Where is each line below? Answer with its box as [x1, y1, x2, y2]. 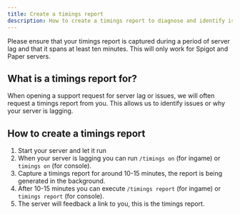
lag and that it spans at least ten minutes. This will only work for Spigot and [7, 44, 229, 53]
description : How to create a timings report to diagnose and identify [7, 17, 225, 24]
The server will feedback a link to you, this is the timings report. [17, 199, 205, 208]
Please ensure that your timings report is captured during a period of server [7, 36, 231, 45]
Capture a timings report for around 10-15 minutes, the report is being [17, 169, 223, 178]
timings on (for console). [17, 161, 91, 170]
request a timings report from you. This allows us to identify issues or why [7, 99, 226, 108]
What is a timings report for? [7, 72, 138, 84]
